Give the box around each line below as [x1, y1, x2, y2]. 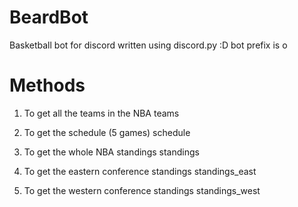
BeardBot [9, 6, 89, 29]
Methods [9, 74, 86, 97]
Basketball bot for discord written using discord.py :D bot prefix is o [9, 39, 288, 51]
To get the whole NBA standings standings [23, 146, 200, 158]
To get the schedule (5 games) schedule [23, 126, 191, 138]
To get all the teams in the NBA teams [23, 107, 180, 119]
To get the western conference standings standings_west [23, 184, 261, 196]
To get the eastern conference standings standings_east [23, 165, 257, 177]
